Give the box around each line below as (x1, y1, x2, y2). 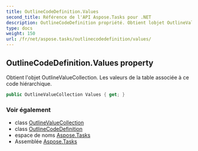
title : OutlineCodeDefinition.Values (6, 8, 99, 15)
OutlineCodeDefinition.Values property (6, 58, 154, 68)
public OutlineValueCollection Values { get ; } (6, 91, 126, 98)
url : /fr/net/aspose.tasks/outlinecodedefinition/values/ (6, 36, 151, 42)
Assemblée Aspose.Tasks (14, 137, 78, 145)
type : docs (6, 25, 33, 31)
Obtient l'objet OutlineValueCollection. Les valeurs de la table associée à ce (6, 73, 190, 81)
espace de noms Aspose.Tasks (14, 131, 91, 139)
